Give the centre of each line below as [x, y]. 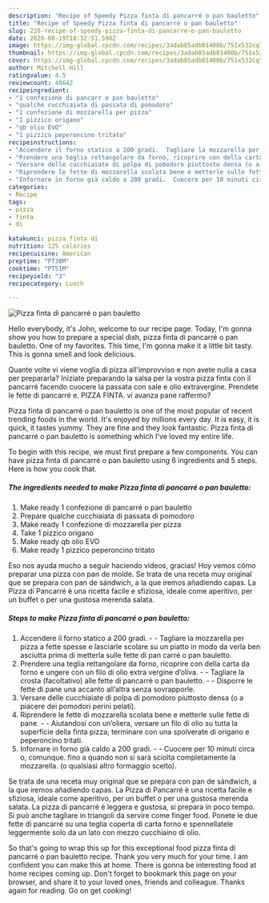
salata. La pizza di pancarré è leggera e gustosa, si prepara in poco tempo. [132, 807]
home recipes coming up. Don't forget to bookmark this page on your [123, 873]
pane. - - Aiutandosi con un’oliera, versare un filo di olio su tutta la [128, 724]
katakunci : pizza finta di [53, 239]
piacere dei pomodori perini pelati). [78, 707]
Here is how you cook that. [53, 469]
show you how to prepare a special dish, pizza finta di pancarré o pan [123, 337]
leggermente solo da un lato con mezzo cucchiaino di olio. [104, 832]
